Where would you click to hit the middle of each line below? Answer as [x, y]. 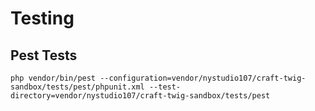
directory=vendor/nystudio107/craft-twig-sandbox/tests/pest [140, 96]
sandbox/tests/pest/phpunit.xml [77, 87]
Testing [42, 18]
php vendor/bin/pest [53, 78]
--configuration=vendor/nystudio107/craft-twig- [203, 78]
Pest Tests [44, 55]
